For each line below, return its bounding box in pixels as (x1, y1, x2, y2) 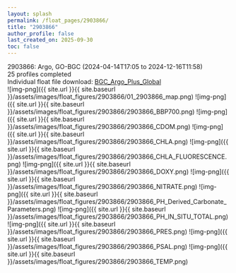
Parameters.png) (7, 205, 57, 213)
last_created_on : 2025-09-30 (7, 37, 93, 44)
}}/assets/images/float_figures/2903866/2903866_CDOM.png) (7, 123, 191, 131)
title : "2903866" (7, 23, 59, 30)
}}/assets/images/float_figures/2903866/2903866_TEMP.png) (7, 257, 189, 265)
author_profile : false (7, 30, 74, 37)
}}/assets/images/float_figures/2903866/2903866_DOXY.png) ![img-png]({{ (7, 167, 230, 176)
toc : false (7, 43, 40, 50)
